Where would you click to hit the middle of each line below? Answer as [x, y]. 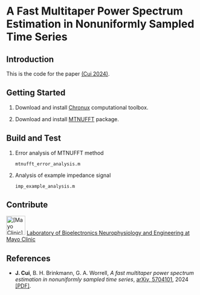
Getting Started [36, 93]
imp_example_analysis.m [45, 186]
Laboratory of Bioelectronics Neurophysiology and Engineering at [108, 233]
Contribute [27, 205]
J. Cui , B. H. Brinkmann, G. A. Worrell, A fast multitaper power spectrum [105, 273]
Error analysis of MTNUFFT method [59, 153]
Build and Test [34, 138]
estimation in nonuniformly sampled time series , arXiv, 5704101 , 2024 [102, 279]
